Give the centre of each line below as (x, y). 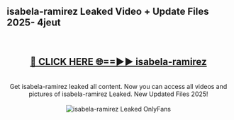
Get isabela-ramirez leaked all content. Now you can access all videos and (118, 86)
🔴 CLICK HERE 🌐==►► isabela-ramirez (118, 62)
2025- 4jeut (34, 23)
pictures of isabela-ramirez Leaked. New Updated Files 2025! (118, 94)
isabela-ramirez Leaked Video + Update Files (108, 12)
